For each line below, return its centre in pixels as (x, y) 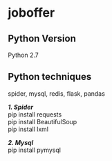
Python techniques (50, 77)
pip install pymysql (35, 150)
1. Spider (21, 107)
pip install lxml (28, 129)
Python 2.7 (23, 55)
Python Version (42, 39)
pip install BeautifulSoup (43, 121)
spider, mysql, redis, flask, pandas (57, 93)
